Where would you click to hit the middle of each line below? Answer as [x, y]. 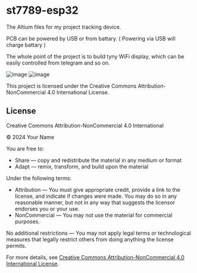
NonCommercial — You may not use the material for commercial [93, 215]
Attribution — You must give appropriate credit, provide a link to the [97, 189]
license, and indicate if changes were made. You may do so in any [96, 196]
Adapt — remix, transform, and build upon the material [82, 166]
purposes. [27, 221]
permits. [16, 246]
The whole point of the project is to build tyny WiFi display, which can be [95, 56]
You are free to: [25, 148]
